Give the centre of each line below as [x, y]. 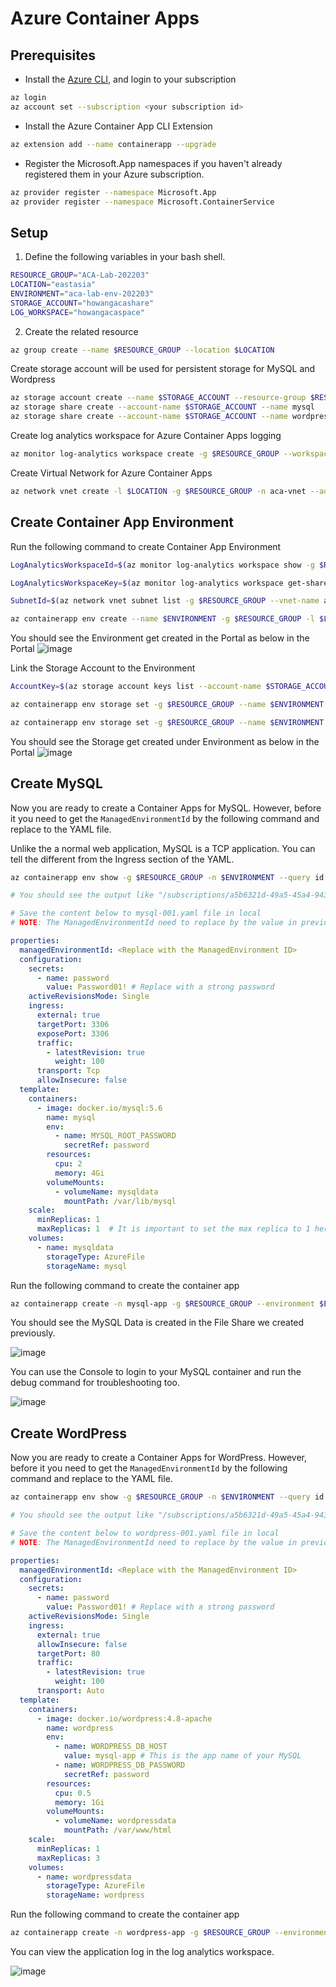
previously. [33, 1333]
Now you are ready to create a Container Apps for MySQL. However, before [166, 808]
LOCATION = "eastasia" [53, 285]
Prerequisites [53, 55]
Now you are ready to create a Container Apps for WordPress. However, [158, 1458]
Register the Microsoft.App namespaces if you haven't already [153, 163]
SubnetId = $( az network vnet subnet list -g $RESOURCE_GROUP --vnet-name [165, 601]
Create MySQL [56, 783]
